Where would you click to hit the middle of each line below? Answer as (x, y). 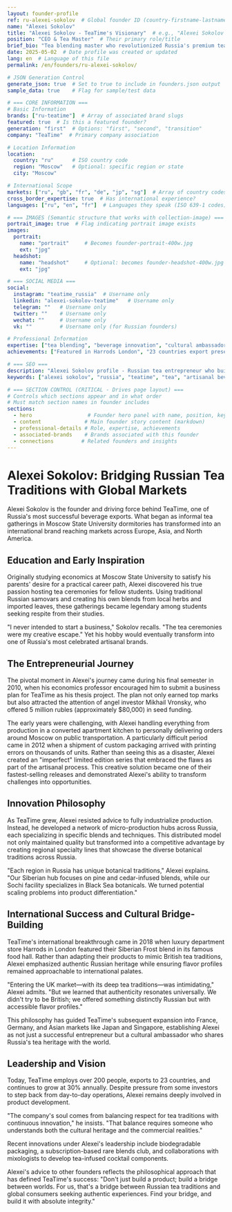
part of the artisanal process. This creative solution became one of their (109, 767)
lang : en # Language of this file (58, 59)
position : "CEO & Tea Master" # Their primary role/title (94, 39)
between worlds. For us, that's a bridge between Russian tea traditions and (114, 1186)
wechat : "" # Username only (60, 320)
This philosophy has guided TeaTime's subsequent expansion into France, (113, 1020)
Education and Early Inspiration (76, 560)
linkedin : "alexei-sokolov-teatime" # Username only (94, 301)
